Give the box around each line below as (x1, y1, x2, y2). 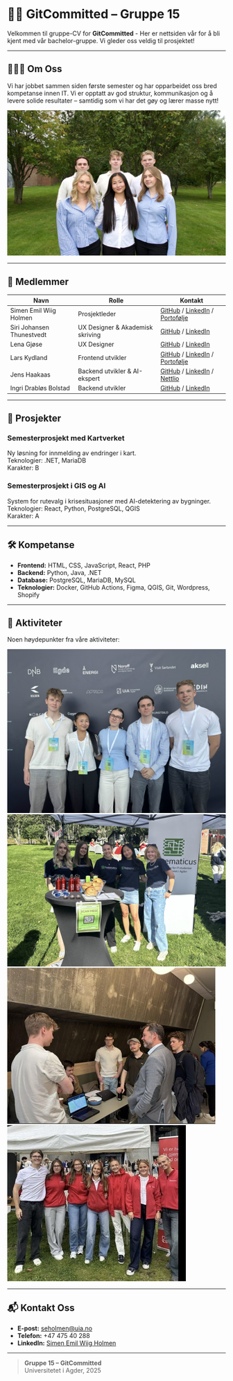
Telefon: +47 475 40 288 (17, 1331, 90, 1339)
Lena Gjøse (10, 340, 43, 349)
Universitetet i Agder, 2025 (24, 1366, 102, 1374)
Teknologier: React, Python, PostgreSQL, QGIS (7, 504, 140, 513)
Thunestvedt (10, 331, 47, 339)
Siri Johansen (10, 323, 50, 332)
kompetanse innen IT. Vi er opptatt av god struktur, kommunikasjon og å (7, 89, 214, 97)
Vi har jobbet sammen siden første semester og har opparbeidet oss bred (7, 81, 217, 89)
